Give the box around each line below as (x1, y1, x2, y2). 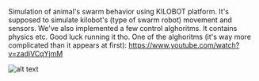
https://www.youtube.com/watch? (128, 40, 240, 50)
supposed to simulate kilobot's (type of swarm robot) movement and (8, 15, 232, 25)
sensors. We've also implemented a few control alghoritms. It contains (8, 24, 238, 33)
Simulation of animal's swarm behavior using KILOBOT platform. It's (8, 7, 230, 16)
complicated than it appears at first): (8, 40, 128, 50)
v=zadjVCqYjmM (8, 49, 63, 58)
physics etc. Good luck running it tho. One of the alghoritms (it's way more (8, 32, 252, 41)
